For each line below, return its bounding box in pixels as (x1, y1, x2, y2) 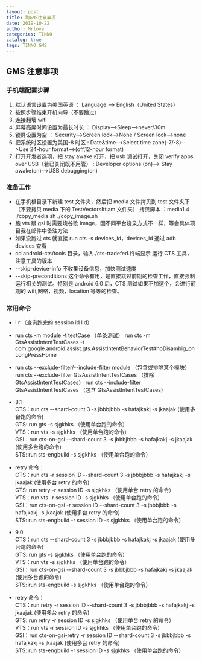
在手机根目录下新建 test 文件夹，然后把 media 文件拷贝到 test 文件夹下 (14, 197, 190, 205)
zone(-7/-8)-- (152, 138, 186, 146)
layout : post (6, 8, 39, 15)
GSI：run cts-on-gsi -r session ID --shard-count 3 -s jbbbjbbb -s (14, 502, 177, 509)
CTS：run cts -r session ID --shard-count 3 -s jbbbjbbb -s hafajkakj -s (14, 472, 191, 479)
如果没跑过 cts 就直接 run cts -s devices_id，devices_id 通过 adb (14, 234, 176, 242)
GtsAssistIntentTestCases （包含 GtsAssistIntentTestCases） (14, 386, 167, 394)
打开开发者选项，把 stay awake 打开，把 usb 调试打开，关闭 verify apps (14, 152, 194, 160)
